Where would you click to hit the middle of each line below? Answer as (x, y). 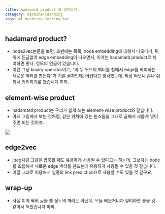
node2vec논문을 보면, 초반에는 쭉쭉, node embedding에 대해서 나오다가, (83, 51)
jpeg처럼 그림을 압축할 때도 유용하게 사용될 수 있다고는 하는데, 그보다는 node (86, 160)
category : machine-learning (34, 14)
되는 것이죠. (33, 122)
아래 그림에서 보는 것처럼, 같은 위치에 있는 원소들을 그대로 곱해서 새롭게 (81, 116)
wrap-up (19, 188)
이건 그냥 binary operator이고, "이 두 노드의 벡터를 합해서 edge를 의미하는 (84, 70)
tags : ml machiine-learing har (37, 19)
